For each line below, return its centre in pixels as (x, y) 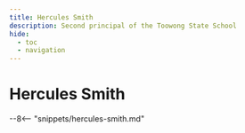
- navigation (41, 51)
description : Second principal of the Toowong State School (123, 26)
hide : (19, 34)
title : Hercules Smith (51, 17)
